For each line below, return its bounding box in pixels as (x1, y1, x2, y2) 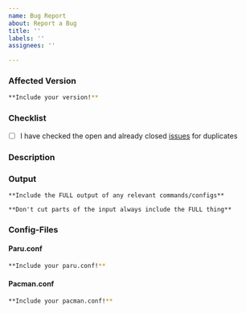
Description (8, 151, 55, 163)
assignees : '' (8, 42, 56, 50)
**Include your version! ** (8, 93, 99, 101)
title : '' (8, 27, 42, 35)
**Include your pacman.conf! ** (8, 297, 113, 306)
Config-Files (8, 224, 59, 235)
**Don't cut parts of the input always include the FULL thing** (8, 205, 232, 213)
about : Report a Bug (8, 19, 78, 27)
